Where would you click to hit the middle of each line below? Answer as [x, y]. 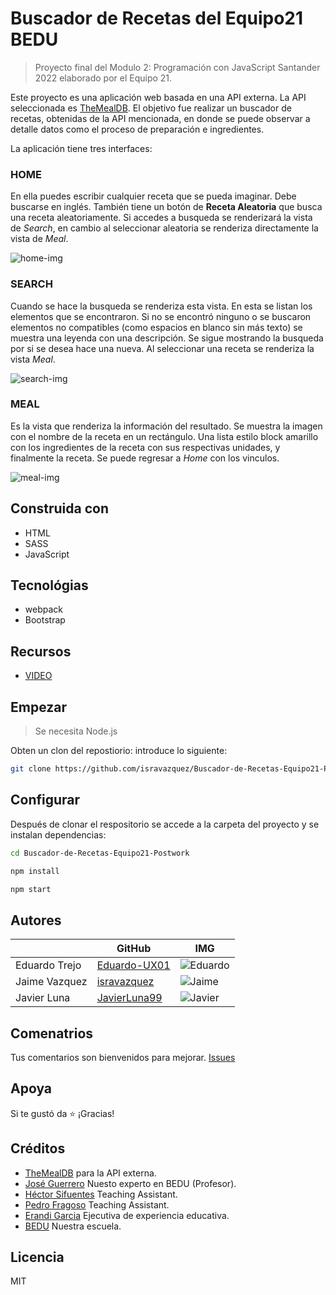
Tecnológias [49, 585]
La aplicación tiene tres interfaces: [81, 148]
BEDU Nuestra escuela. [73, 1226]
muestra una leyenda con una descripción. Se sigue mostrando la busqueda [167, 338]
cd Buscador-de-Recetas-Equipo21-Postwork [100, 853]
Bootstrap [45, 620]
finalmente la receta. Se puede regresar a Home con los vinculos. [145, 458]
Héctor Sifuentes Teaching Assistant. [101, 1194]
